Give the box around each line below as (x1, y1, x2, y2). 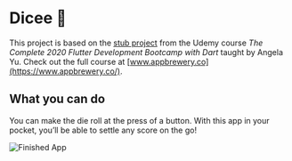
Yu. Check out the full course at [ (9, 56, 131, 67)
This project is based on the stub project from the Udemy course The (9, 37, 264, 48)
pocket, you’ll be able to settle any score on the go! (9, 125, 198, 135)
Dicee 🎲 (9, 8, 67, 28)
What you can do (9, 92, 105, 107)
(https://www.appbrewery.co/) (9, 66, 121, 76)
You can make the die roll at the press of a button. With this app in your (9, 115, 270, 125)
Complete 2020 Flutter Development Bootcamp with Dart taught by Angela (9, 46, 283, 57)
